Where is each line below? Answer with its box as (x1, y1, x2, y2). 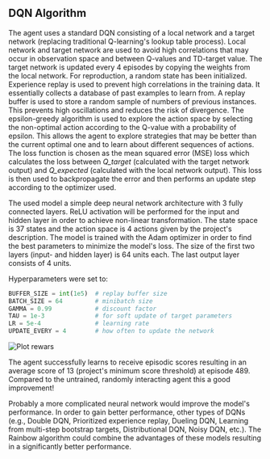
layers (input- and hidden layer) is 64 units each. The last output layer (8, 250, 240, 259)
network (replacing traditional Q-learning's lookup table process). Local (8, 36, 246, 46)
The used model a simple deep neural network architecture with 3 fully (8, 198, 243, 208)
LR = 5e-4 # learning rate (8, 319, 150, 328)
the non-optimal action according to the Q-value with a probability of (8, 122, 237, 132)
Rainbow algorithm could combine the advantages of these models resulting (8, 433, 262, 443)
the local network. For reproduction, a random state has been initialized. (8, 70, 247, 80)
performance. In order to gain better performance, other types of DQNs (8, 407, 246, 417)
